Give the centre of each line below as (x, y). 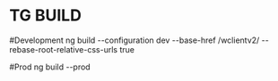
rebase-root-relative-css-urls (64, 49)
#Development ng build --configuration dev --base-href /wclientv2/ (135, 40)
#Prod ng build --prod (50, 67)
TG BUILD (46, 16)
